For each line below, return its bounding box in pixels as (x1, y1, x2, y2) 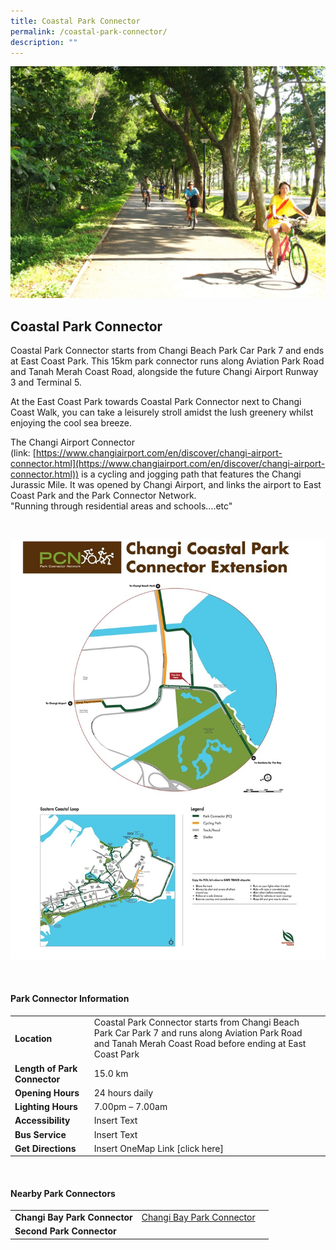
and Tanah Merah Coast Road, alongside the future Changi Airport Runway (10, 366, 319, 378)
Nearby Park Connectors (10, 1187, 116, 1199)
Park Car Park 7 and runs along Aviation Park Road (93, 1027, 303, 1039)
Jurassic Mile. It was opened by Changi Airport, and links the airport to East (10, 479, 322, 491)
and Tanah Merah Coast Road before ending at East (93, 1038, 307, 1050)
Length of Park (14, 1062, 78, 1074)
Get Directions (14, 1142, 77, 1154)
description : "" (10, 37, 78, 47)
